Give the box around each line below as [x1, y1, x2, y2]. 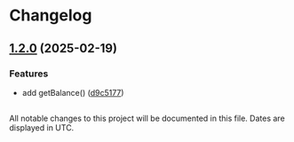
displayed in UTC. [9, 122, 75, 133]
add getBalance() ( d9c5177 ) [21, 87, 124, 98]
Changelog [9, 5, 92, 26]
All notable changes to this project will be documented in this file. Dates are [9, 113, 286, 124]
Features [9, 67, 49, 80]
